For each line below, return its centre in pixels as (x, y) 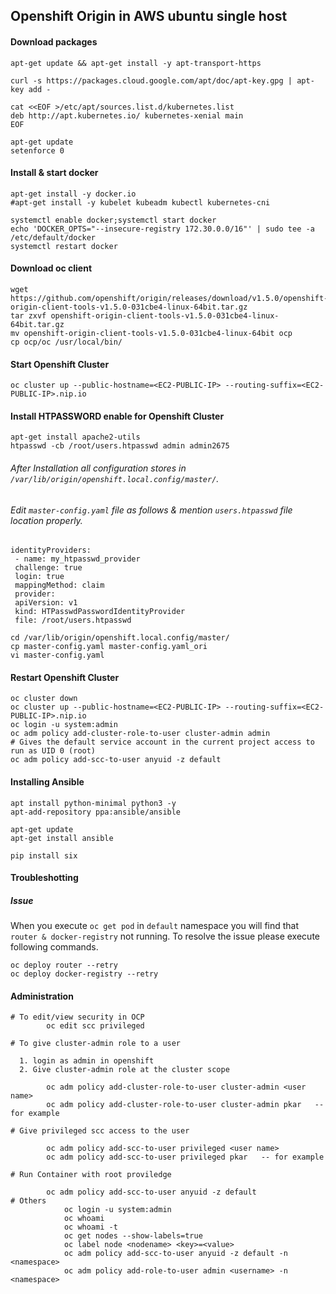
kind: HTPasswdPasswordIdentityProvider (100, 612)
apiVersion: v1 (46, 603)
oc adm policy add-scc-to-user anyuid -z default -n (175, 1254)
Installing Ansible (47, 782)
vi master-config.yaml (57, 655)
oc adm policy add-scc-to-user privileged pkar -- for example (185, 1157)
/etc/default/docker (53, 237)
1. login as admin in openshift (87, 1061)
